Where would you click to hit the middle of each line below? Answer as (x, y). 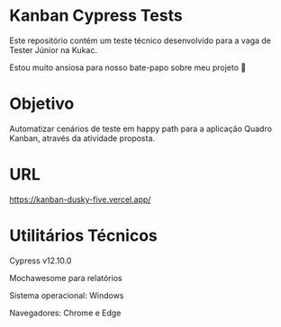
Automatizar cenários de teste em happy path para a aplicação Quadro (141, 128)
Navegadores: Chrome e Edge (65, 313)
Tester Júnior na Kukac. (53, 49)
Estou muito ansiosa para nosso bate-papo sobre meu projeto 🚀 (128, 67)
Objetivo (42, 104)
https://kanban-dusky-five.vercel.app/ (80, 199)
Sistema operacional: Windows (67, 295)
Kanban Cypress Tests (96, 16)
